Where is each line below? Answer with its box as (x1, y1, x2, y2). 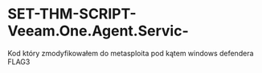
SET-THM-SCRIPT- (7, 5, 137, 23)
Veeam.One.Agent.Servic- (7, 22, 190, 40)
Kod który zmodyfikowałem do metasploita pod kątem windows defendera (7, 48, 254, 58)
